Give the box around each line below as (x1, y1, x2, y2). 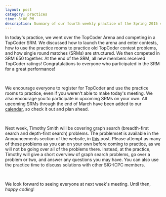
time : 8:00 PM (5, 16, 35, 21)
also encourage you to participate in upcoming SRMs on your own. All (5, 96, 147, 102)
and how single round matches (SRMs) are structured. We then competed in (5, 50, 160, 56)
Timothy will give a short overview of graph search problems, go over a (5, 152, 151, 158)
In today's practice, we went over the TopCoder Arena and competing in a (5, 35, 156, 40)
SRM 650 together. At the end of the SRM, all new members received (5, 55, 146, 62)
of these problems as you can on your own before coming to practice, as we (5, 141, 161, 147)
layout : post (5, 7, 32, 12)
